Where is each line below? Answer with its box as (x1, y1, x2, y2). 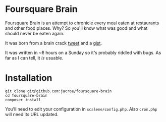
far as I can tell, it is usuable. (5, 55, 63, 61)
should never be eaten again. (5, 30, 65, 36)
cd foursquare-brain (5, 93, 48, 98)
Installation (5, 72, 53, 84)
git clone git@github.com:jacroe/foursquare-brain (5, 88, 112, 94)
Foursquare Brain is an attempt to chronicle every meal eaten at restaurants (5, 20, 160, 26)
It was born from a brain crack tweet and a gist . (5, 40, 102, 46)
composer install (5, 97, 41, 102)
